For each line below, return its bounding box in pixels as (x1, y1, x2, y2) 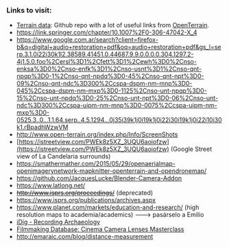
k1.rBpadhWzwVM (16, 123, 69, 132)
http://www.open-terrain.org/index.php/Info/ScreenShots (16, 130, 178, 139)
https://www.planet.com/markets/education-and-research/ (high (16, 203, 200, 211)
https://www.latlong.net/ (16, 181, 86, 190)
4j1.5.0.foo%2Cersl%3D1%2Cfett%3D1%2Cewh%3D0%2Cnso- (16, 58, 197, 66)
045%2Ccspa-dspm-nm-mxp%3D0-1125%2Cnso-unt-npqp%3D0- (16, 86, 207, 95)
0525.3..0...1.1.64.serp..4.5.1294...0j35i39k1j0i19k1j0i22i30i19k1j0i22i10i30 (16, 116, 222, 124)
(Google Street (170, 145, 213, 153)
